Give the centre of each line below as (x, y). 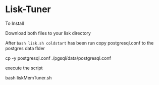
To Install (15, 23)
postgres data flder (25, 48)
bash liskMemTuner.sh (29, 77)
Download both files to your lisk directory (48, 33)
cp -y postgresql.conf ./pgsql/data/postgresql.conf (58, 58)
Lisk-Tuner (28, 9)
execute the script (24, 68)
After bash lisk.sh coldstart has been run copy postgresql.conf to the (79, 43)
